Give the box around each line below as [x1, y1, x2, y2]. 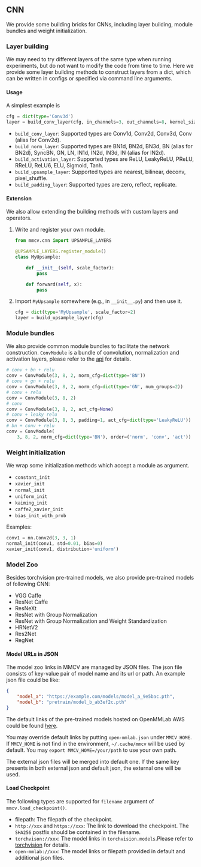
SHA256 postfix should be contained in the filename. [14, 828, 141, 836]
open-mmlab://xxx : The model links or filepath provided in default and [14, 847, 185, 854]
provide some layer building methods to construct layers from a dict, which [6, 68, 191, 76]
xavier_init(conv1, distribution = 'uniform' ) [6, 546, 119, 552]
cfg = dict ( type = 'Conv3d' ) [6, 113, 74, 119]
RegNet [14, 637, 34, 644]
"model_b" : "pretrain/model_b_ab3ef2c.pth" [17, 699, 127, 705]
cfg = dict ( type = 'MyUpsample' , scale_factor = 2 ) [14, 309, 136, 316]
